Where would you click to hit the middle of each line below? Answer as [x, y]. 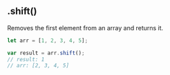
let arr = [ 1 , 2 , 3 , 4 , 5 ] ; [48, 41]
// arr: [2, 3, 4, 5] [38, 66]
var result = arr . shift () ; [46, 53]
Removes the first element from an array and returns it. [85, 28]
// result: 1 [26, 59]
